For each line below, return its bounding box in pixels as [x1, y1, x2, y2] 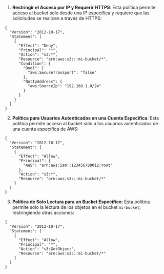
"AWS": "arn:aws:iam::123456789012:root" [23, 163, 113, 168]
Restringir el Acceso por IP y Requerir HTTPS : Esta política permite [12, 5, 156, 10]
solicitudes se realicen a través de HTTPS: [12, 15, 102, 21]
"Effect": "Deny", [18, 43, 58, 48]
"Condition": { [18, 61, 51, 66]
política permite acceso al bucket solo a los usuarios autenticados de [12, 121, 158, 126]
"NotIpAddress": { [23, 79, 63, 84]
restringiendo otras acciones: [12, 210, 75, 216]
